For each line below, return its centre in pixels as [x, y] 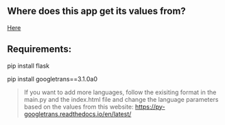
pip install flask [28, 66]
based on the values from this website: [79, 107]
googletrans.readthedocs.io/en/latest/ [78, 114]
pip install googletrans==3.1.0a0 [52, 79]
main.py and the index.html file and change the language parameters [121, 99]
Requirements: [39, 50]
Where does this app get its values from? [97, 11]
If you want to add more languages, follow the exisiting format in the [120, 92]
